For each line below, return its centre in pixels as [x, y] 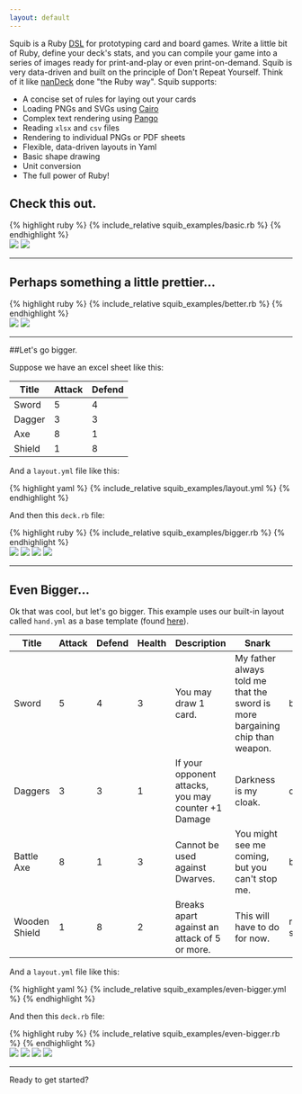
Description [200, 643]
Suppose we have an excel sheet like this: [87, 368]
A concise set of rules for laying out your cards [109, 99]
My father [256, 659]
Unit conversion [52, 166]
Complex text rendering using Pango [90, 118]
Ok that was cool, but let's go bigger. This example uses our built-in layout [147, 612]
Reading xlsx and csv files [71, 128]
